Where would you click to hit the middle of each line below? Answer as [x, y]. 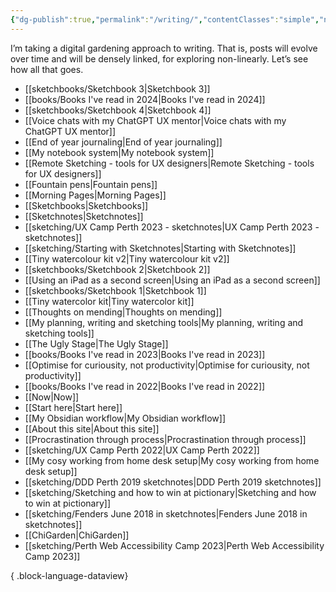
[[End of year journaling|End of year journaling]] [123, 142]
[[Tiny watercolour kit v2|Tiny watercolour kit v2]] [127, 258]
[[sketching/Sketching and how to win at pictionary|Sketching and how [170, 492]
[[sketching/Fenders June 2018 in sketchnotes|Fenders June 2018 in [166, 513]
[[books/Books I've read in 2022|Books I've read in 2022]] [145, 386]
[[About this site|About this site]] [92, 428]
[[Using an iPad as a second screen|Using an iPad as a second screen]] [172, 280]
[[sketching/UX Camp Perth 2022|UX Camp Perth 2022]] [142, 450]
